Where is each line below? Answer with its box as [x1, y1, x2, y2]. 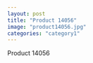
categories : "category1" [7, 29, 80, 37]
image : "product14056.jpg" [7, 23, 87, 30]
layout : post [7, 10, 46, 17]
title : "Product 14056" [7, 17, 77, 24]
